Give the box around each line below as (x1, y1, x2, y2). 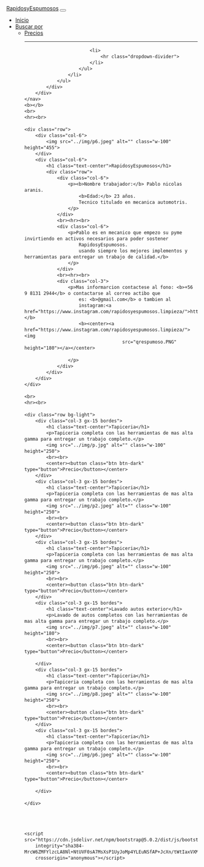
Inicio (15, 16, 29, 24)
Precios (24, 29, 44, 36)
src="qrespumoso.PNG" (122, 339, 177, 345)
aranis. (24, 187, 44, 193)
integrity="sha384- (35, 843, 85, 849)
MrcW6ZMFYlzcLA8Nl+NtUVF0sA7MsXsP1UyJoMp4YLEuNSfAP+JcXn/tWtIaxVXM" (24, 849, 202, 855)
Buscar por (15, 23, 44, 30)
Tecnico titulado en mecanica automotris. (78, 199, 188, 205)
